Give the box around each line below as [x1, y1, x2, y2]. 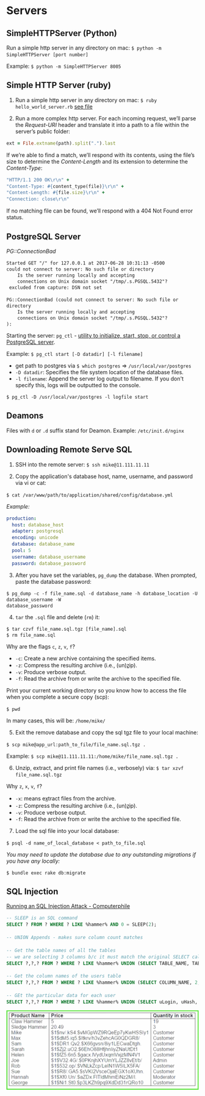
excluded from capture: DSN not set [9, 285, 103, 291]
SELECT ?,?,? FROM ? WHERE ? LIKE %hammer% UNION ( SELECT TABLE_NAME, [6, 960, 190, 967]
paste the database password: [15, 578, 92, 585]
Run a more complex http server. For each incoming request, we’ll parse [15, 114, 196, 122]
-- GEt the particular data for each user [6, 992, 116, 998]
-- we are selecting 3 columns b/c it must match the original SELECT [6, 954, 190, 960]
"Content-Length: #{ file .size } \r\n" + [6, 190, 105, 196]
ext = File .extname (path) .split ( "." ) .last [6, 140, 116, 147]
